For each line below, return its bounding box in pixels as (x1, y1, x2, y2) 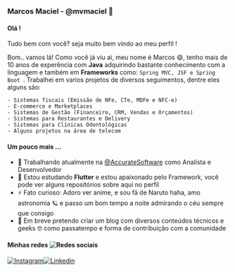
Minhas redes (7, 240, 49, 249)
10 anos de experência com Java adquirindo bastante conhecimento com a (7, 61, 226, 69)
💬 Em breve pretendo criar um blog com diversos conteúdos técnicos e (17, 216, 224, 225)
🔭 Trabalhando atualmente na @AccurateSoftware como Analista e (17, 158, 211, 166)
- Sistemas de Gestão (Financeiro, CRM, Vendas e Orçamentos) (7, 109, 193, 116)
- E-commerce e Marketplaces (7, 103, 93, 110)
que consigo (17, 209, 54, 218)
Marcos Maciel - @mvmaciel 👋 (7, 6, 114, 16)
